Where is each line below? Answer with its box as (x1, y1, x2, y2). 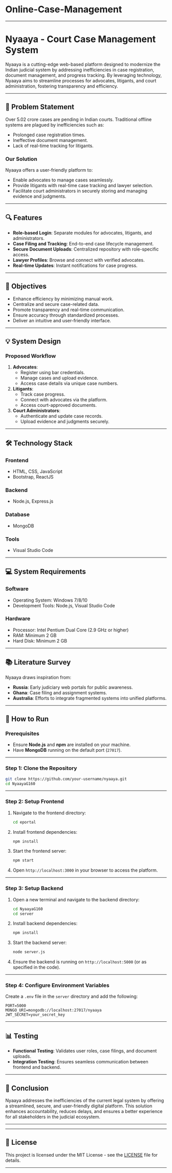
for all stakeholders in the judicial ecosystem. (5, 1114, 101, 1120)
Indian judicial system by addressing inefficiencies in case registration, (5, 67, 155, 73)
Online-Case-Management (5, 4, 122, 15)
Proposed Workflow (5, 352, 56, 359)
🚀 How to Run (5, 715, 49, 724)
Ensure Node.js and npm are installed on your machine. (12, 742, 131, 748)
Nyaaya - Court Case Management (5, 33, 156, 45)
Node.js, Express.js (12, 498, 54, 504)
